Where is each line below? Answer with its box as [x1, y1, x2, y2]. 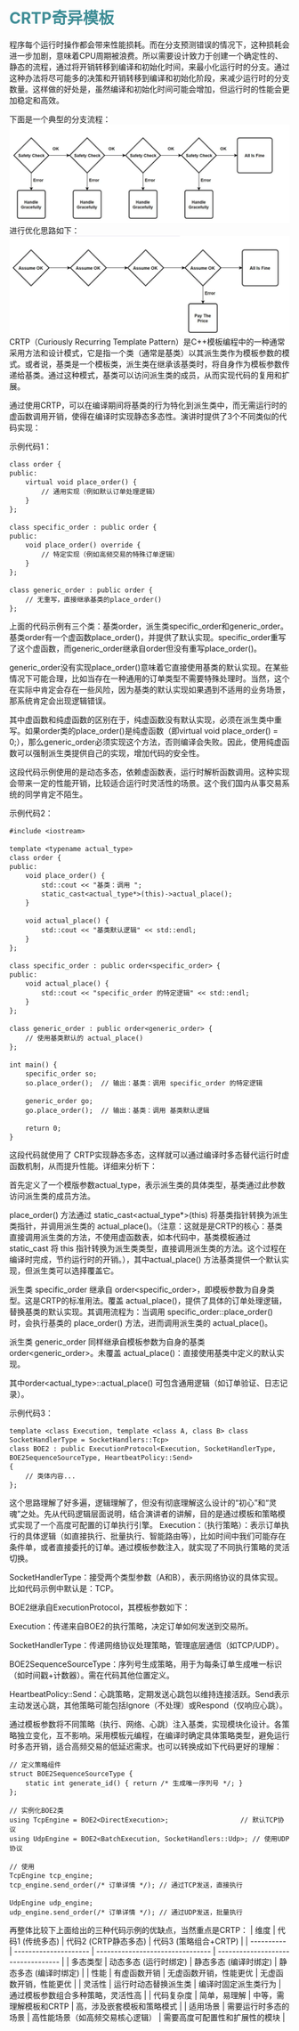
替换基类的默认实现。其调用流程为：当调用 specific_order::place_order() [9, 1306, 273, 1317]
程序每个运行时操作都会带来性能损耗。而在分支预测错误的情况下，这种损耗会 [9, 39, 290, 50]
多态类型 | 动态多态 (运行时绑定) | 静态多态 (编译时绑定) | [70, 1956, 278, 1967]
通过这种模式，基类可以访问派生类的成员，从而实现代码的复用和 [47, 370, 282, 380]
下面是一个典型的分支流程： [9, 113, 111, 125]
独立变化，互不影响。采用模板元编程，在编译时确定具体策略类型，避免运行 [16, 1729, 290, 1741]
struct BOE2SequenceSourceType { [9, 1769, 133, 1778]
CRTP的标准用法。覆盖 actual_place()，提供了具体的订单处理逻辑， [39, 1295, 287, 1305]
